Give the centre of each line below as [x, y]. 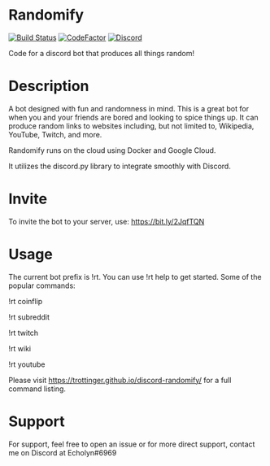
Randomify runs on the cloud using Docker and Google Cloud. [112, 150]
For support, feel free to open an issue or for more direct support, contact [132, 444]
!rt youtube [27, 364]
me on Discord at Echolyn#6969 [63, 452]
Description [49, 86]
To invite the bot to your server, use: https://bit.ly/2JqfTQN [107, 221]
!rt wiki [20, 348]
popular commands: [42, 285]
